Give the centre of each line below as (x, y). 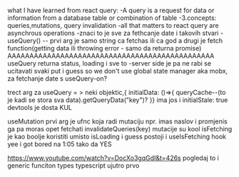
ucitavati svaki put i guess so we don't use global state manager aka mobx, (118, 71)
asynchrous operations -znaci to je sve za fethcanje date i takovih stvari (113, 33)
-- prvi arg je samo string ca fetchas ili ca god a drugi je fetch (133, 41)
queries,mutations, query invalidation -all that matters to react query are (113, 25)
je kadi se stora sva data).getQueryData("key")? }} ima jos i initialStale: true (118, 100)
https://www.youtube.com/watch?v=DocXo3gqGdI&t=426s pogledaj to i (113, 158)
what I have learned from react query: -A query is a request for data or (111, 10)
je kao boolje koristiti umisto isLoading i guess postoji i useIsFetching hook (117, 136)
